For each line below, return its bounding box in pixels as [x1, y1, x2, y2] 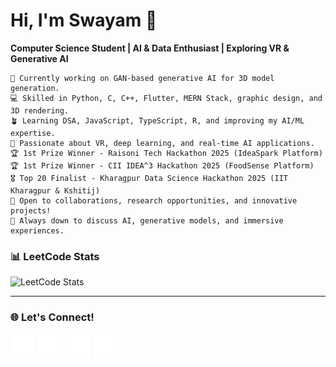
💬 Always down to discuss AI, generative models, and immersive [10, 215, 284, 226]
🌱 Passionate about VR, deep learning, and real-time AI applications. [10, 138, 315, 148]
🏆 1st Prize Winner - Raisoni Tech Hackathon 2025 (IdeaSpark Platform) [10, 148, 323, 158]
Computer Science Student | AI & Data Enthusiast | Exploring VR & [10, 42, 290, 54]
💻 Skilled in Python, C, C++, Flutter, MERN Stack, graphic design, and [10, 93, 323, 103]
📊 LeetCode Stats [10, 249, 100, 263]
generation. [10, 83, 60, 93]
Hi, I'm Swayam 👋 [10, 9, 158, 32]
